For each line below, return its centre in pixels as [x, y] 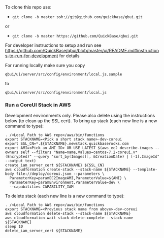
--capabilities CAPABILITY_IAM [42, 187]
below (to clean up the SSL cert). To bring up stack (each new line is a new [81, 121]
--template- [145, 170]
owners [12, 152]
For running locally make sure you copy [45, 65]
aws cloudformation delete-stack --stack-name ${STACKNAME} [68, 214]
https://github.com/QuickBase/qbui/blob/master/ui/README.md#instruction [82, 51]
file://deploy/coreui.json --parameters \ [60, 174]
